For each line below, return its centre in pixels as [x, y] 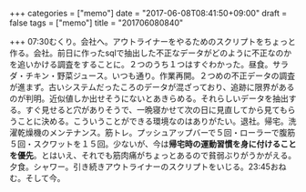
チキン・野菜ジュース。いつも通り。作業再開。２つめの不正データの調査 [160, 76]
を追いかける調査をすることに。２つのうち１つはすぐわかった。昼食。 [141, 64]
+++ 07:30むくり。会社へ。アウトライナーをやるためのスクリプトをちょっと [153, 41]
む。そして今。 [37, 178]
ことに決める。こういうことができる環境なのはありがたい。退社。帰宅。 [153, 121]
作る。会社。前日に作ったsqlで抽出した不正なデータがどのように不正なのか [151, 53]
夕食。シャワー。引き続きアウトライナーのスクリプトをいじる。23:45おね [148, 167]
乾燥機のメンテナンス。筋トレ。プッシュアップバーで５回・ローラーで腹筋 [156, 132]
